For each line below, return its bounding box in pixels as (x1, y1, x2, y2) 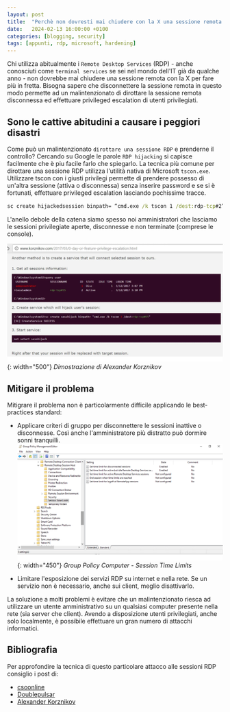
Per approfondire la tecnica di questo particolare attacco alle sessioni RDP (7, 662, 217, 670)
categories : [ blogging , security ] (7, 33, 106, 40)
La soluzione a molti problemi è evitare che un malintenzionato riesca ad (7, 595, 211, 603)
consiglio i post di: (7, 669, 59, 678)
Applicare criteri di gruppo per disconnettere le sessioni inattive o (16, 422, 202, 430)
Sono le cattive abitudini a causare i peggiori (7, 116, 201, 128)
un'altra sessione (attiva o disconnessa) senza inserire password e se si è (7, 181, 216, 189)
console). (7, 230, 34, 238)
